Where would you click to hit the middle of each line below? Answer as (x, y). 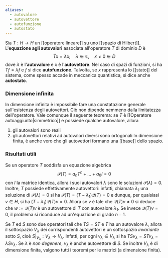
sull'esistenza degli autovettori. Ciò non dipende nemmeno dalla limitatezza (83, 110)
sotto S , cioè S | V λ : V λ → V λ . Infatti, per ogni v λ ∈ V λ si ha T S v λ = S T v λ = (82, 237)
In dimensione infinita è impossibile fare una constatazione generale (75, 105)
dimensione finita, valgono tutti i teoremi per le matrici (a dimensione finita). (83, 250)
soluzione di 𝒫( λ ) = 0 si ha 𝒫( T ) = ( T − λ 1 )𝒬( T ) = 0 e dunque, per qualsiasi (82, 195)
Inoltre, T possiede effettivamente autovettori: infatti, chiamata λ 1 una (77, 189)
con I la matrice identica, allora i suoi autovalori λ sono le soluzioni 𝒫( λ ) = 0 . (84, 183)
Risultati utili (21, 154)
